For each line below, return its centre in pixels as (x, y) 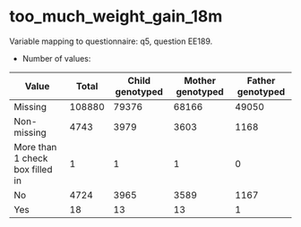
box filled (33, 169)
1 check (31, 158)
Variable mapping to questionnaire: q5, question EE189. (111, 41)
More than (35, 147)
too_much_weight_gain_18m (116, 17)
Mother (200, 80)
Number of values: (56, 58)
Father (261, 80)
